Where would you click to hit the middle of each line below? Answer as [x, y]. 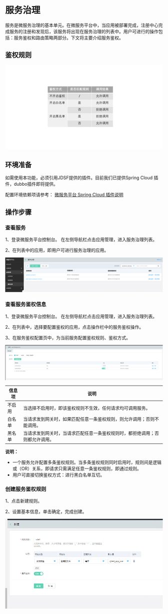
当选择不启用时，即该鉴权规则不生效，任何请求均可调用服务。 [87, 408]
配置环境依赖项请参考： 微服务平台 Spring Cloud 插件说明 [64, 195]
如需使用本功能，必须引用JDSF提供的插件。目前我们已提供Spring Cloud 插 [82, 178]
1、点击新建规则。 [24, 501]
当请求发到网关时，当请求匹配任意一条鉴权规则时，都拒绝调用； [89, 433]
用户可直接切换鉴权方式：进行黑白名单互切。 [58, 474]
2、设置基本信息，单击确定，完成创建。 [46, 512]
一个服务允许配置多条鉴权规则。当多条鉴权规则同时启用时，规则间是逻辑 [87, 462]
